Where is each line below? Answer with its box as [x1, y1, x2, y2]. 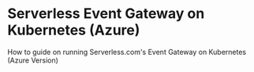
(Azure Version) [7, 56, 58, 65]
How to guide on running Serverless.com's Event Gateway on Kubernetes [7, 47, 246, 56]
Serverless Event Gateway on [7, 5, 205, 23]
